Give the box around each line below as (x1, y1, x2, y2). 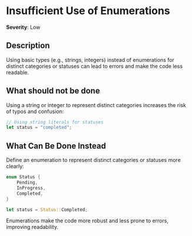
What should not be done (6, 86, 100, 96)
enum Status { (6, 174, 41, 180)
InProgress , (16, 185, 46, 191)
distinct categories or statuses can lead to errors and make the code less (6, 62, 183, 69)
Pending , (16, 180, 38, 185)
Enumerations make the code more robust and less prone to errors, (6, 217, 169, 224)
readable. (6, 69, 29, 76)
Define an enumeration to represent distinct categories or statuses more (6, 157, 181, 164)
